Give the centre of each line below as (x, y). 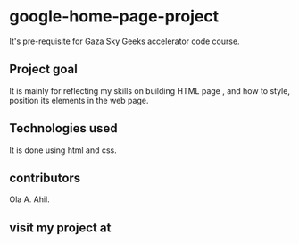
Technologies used (63, 128)
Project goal (43, 69)
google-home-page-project (114, 17)
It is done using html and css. (63, 150)
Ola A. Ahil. (30, 199)
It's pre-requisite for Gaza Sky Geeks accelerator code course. (125, 41)
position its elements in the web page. (79, 100)
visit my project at (60, 227)
